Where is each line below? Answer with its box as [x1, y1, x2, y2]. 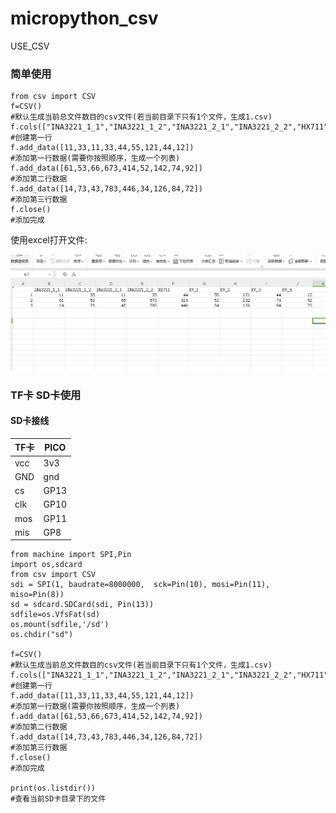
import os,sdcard [10, 560, 83, 570]
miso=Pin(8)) [10, 590, 65, 600]
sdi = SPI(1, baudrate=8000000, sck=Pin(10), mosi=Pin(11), [10, 580, 271, 590]
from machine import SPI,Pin [10, 550, 132, 560]
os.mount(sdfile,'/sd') [10, 620, 110, 630]
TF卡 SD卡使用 [10, 388, 82, 402]
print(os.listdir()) [10, 783, 97, 794]
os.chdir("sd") [10, 630, 74, 640]
